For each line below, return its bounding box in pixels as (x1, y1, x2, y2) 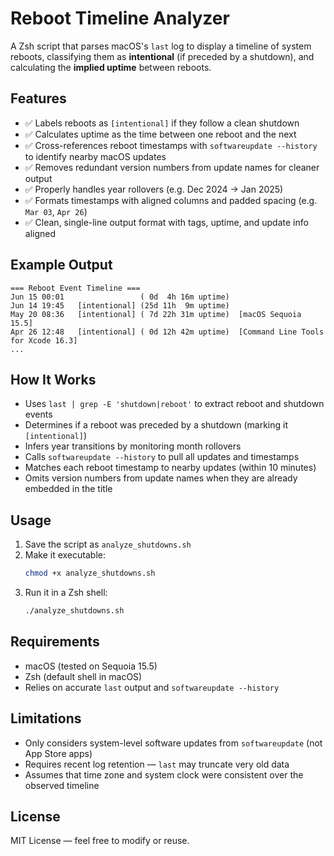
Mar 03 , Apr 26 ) (24, 205, 88, 217)
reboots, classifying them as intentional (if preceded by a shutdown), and (10, 50, 315, 62)
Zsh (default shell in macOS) (24, 670, 143, 682)
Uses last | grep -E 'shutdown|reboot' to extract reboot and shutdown (24, 398, 325, 410)
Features (10, 90, 67, 107)
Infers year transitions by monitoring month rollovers (24, 440, 242, 452)
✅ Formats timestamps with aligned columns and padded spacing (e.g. (24, 194, 318, 206)
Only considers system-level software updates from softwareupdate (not (24, 737, 323, 749)
